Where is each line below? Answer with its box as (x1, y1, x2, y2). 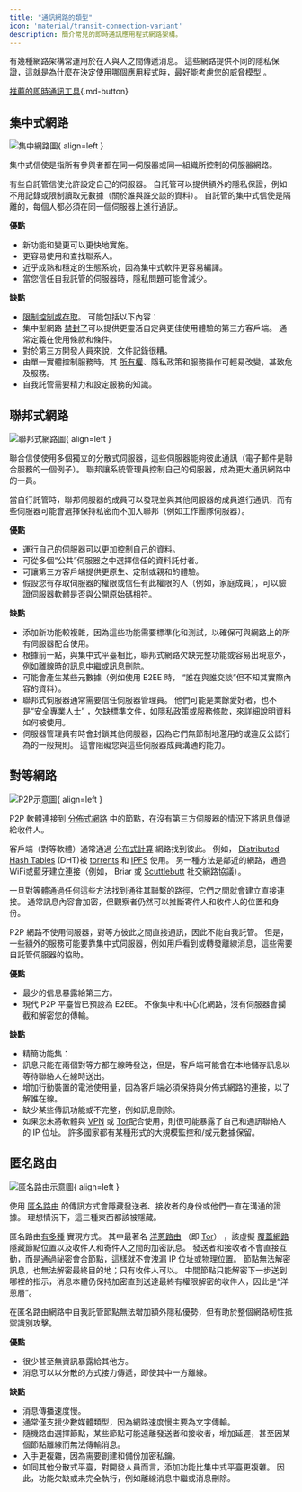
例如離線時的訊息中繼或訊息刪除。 (22, 661, 149, 671)
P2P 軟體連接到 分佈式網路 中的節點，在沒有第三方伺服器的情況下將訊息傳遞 (9, 813, 291, 823)
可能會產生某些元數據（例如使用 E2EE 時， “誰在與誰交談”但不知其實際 (22, 672, 284, 682)
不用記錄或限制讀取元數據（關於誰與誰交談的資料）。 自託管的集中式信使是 (9, 190, 283, 201)
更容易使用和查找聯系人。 (22, 251, 118, 262)
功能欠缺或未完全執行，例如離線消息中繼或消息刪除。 (38, 1472, 235, 1483)
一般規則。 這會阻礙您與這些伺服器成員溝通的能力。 (38, 740, 230, 750)
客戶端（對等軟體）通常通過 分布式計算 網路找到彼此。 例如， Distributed (9, 843, 280, 854)
